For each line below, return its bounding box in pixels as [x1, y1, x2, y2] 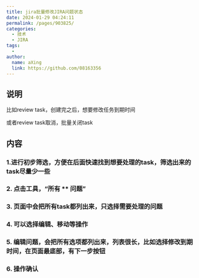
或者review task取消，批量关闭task [6, 119, 93, 126]
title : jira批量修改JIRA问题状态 [6, 8, 83, 15]
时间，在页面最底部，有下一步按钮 [6, 247, 106, 256]
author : [6, 54, 26, 60]
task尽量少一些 [6, 167, 51, 175]
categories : [6, 25, 36, 32]
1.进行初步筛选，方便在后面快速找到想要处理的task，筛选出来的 [6, 158, 192, 166]
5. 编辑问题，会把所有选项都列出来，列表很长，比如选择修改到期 [6, 238, 194, 247]
